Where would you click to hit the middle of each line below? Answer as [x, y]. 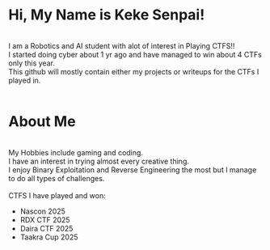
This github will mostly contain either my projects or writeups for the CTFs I [134, 71]
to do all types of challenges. [57, 178]
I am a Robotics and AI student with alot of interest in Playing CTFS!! [122, 45]
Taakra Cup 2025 [49, 237]
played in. [25, 80]
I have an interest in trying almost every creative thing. [99, 161]
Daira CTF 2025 [46, 228]
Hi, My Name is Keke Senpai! [107, 15]
